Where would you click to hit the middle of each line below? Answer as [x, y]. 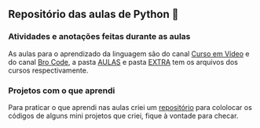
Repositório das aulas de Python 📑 [93, 14]
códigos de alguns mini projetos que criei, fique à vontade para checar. [123, 116]
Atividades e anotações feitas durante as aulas [99, 37]
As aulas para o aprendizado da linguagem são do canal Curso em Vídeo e [129, 53]
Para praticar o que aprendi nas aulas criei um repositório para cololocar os [130, 107]
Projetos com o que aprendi [62, 91]
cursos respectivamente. [48, 70]
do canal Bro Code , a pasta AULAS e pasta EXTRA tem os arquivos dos [123, 62]
